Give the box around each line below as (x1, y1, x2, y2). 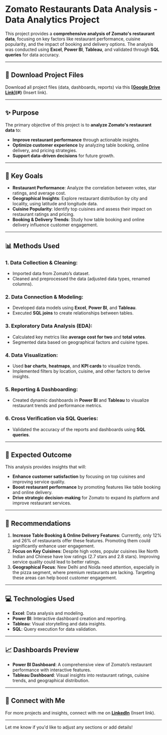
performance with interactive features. (12, 667, 91, 673)
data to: (5, 127, 21, 133)
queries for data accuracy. (5, 51, 60, 58)
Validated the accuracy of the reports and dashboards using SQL (12, 426, 146, 432)
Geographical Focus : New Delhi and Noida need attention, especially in (12, 564, 160, 570)
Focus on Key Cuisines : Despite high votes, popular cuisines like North (12, 548, 159, 554)
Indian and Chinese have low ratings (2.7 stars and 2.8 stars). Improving (12, 554, 160, 560)
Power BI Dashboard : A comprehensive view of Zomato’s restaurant (12, 661, 152, 667)
